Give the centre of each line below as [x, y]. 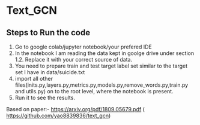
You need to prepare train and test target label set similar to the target [101, 66]
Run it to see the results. [45, 97]
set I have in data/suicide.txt [50, 72]
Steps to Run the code [48, 33]
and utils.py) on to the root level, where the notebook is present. [94, 91]
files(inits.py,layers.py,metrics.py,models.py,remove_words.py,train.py [102, 85]
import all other [34, 79]
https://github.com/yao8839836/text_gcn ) [59, 115]
